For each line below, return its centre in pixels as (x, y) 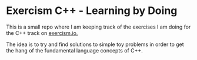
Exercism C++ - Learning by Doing (92, 11)
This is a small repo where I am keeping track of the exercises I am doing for (98, 27)
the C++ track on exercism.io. (42, 33)
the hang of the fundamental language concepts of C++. (74, 50)
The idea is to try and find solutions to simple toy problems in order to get (95, 44)
